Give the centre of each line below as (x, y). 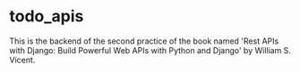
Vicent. (22, 60)
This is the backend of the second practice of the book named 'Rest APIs (144, 41)
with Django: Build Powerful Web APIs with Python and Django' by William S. (150, 50)
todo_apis (47, 16)
